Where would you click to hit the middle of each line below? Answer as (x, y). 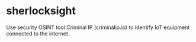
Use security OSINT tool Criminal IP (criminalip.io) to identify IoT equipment (98, 27)
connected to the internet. (38, 33)
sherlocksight (41, 11)
